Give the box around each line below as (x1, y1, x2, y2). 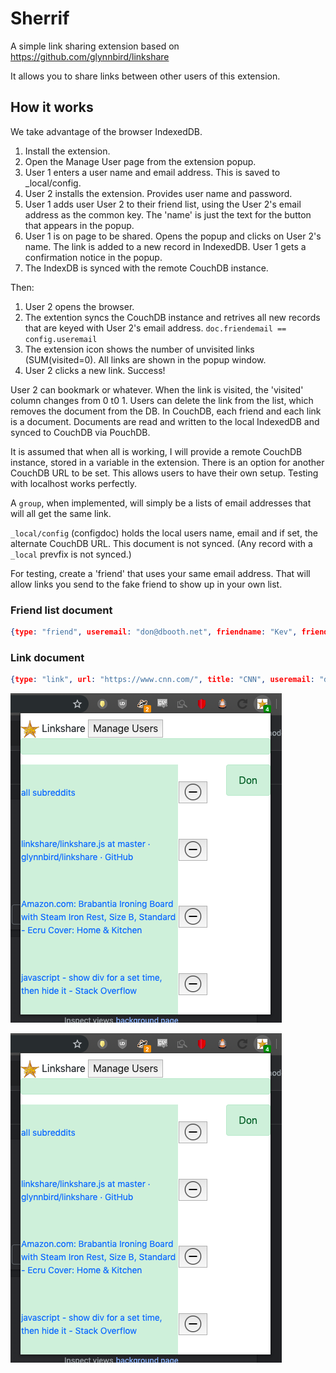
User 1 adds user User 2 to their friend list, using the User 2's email (24, 198, 302, 210)
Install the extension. (24, 145, 111, 157)
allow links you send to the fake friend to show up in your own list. (10, 578, 283, 590)
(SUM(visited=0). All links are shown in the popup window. (24, 353, 267, 366)
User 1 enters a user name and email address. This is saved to (24, 166, 281, 178)
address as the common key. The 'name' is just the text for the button (24, 208, 312, 221)
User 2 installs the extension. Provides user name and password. (24, 187, 293, 199)
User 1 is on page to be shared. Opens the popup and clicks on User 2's (24, 230, 322, 242)
